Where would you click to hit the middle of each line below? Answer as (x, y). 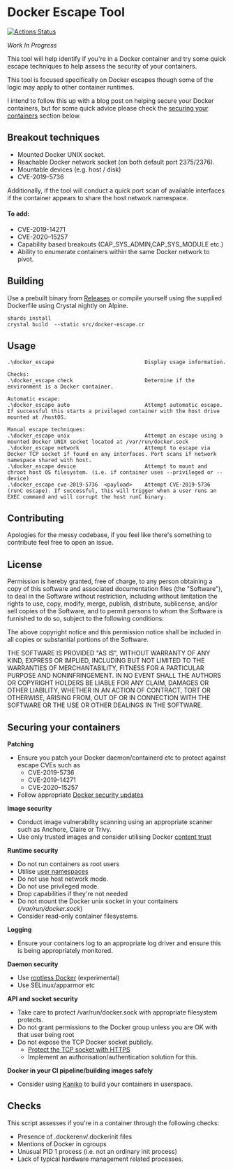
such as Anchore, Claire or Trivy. (64, 830)
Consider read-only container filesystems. (78, 916)
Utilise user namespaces (53, 872)
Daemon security (33, 964)
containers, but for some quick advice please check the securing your (108, 108)
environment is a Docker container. (60, 386)
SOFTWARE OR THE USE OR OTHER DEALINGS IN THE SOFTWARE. (105, 705)
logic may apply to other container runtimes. (71, 87)
